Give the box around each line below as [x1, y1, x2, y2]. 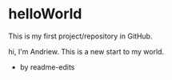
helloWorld [8, 5, 82, 23]
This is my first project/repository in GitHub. [8, 31, 153, 41]
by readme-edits [19, 62, 75, 72]
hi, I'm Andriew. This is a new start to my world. [8, 46, 165, 56]
